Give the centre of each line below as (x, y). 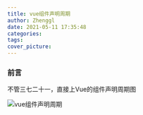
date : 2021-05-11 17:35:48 (47, 27)
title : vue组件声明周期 (39, 14)
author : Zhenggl (31, 20)
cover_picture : (30, 47)
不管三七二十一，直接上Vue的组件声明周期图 (72, 90)
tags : (15, 40)
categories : (25, 34)
